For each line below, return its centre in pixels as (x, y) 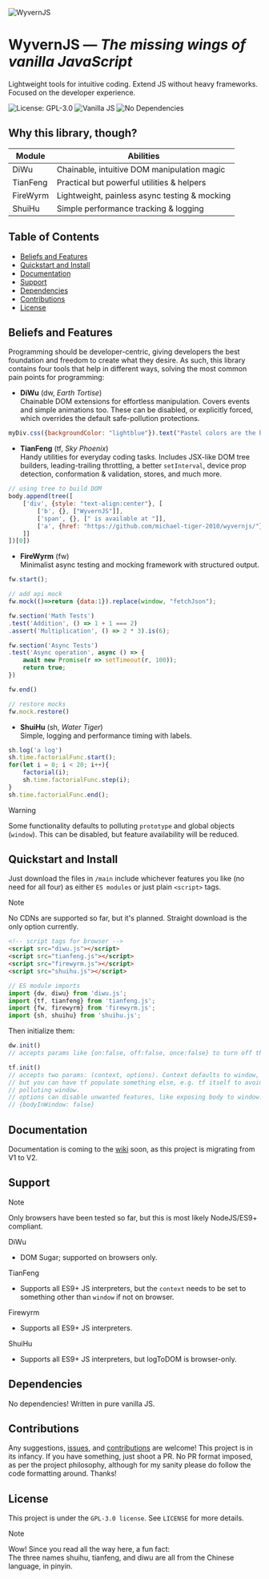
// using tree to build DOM (55, 489)
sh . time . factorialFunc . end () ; (59, 795)
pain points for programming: (56, 378)
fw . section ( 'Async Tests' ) (53, 646)
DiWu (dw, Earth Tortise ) (61, 393)
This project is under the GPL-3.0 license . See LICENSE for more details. (126, 1518)
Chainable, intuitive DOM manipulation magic (141, 169)
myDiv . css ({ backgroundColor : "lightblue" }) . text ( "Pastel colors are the (132, 433)
